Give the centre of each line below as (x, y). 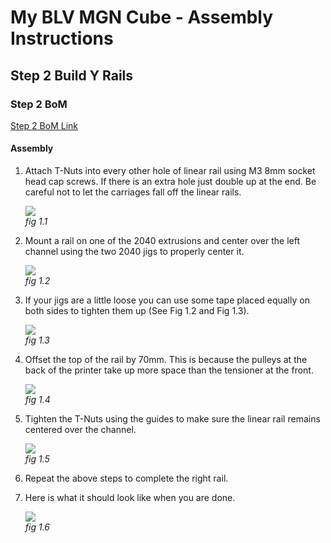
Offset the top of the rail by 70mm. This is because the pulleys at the (166, 360)
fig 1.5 (37, 459)
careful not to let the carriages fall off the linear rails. (133, 192)
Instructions (62, 38)
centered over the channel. (80, 430)
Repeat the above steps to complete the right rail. (126, 478)
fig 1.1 (36, 222)
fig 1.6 (37, 527)
